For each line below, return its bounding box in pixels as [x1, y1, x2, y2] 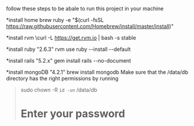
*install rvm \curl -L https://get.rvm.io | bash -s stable [6, 34, 137, 41]
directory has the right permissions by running [6, 75, 119, 82]
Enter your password [20, 107, 126, 121]
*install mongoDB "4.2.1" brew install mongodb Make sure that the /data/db [6, 69, 189, 76]
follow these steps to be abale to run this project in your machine [6, 5, 164, 12]
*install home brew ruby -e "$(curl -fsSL [6, 17, 104, 23]
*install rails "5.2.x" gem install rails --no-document [6, 57, 131, 64]
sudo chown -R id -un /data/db [20, 86, 97, 93]
